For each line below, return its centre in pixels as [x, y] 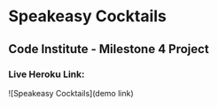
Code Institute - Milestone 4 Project [109, 49]
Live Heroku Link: [47, 74]
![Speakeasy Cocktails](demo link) [71, 93]
